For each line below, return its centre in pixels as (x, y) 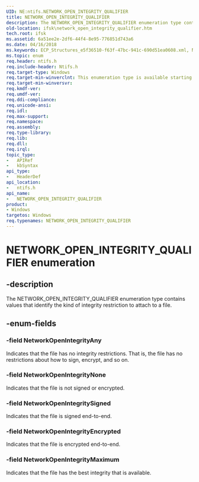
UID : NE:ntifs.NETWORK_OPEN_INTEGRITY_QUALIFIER (67, 12)
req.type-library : (29, 133)
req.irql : (18, 149)
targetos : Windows (29, 216)
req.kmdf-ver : (24, 89)
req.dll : (17, 144)
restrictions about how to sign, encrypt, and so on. (68, 359)
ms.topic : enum (25, 56)
